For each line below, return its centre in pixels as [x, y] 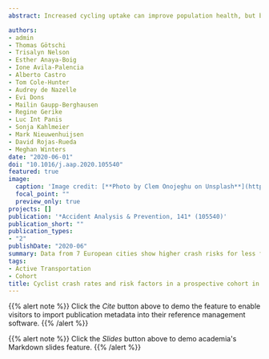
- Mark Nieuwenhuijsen [46, 135]
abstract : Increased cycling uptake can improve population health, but [132, 16]
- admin [21, 38]
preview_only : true [48, 201]
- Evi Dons [26, 97]
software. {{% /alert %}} [48, 323]
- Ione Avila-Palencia [46, 68]
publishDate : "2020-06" [48, 246]
